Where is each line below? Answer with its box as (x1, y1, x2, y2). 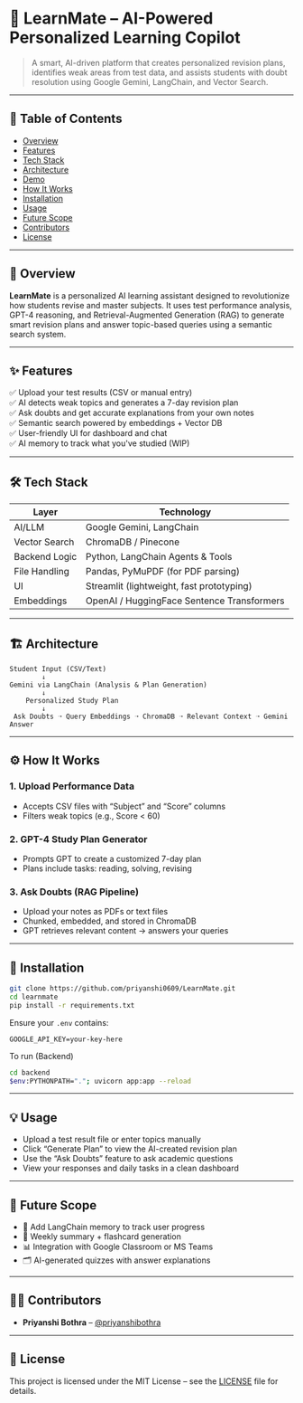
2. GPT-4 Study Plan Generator (9, 832, 148, 845)
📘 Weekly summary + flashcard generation (22, 1231, 182, 1242)
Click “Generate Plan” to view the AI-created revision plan (22, 1143, 237, 1154)
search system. (9, 328, 67, 339)
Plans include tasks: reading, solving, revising (22, 863, 192, 874)
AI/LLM (14, 521, 45, 534)
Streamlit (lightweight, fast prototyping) (85, 580, 252, 592)
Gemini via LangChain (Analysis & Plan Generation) (9, 680, 207, 689)
